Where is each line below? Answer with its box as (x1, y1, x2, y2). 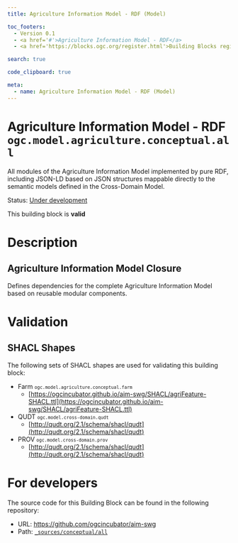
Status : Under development (7, 196, 88, 204)
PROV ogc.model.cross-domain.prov (17, 434, 108, 444)
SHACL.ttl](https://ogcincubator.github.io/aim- (28, 397, 164, 405)
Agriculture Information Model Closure (7, 263, 182, 275)
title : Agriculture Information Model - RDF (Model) (7, 10, 166, 18)
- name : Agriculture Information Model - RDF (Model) (13, 88, 176, 95)
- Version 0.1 (13, 30, 55, 37)
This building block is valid (7, 209, 86, 218)
